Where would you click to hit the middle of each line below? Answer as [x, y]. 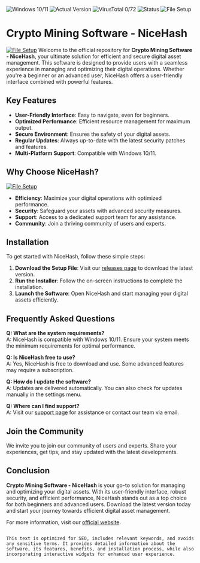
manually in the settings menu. [44, 394]
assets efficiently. [37, 300]
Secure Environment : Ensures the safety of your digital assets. [93, 134]
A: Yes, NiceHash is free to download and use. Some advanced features [95, 364]
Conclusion [28, 471]
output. [24, 127]
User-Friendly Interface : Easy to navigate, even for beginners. [92, 115]
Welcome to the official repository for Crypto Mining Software [115, 50]
